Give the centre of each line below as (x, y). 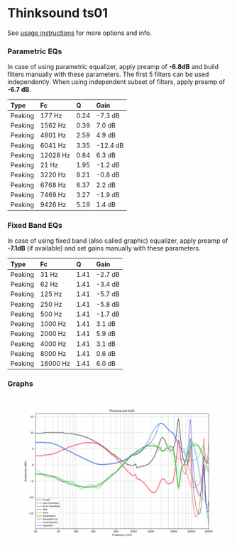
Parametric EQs (35, 51)
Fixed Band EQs (35, 225)
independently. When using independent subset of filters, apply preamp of (116, 82)
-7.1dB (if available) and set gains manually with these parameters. (104, 248)
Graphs (20, 384)
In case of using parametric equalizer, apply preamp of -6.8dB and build (113, 67)
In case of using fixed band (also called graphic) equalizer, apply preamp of (118, 241)
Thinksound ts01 (58, 13)
